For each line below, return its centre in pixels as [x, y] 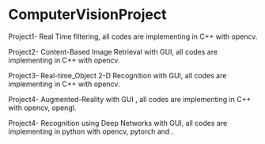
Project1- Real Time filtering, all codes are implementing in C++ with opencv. [133, 36]
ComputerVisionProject [87, 15]
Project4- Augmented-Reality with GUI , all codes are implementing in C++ [130, 99]
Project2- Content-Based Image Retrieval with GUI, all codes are [113, 51]
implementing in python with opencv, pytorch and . [91, 131]
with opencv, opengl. [42, 108]
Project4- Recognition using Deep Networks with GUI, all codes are [118, 123]
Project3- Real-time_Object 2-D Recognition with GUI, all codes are [117, 75]
